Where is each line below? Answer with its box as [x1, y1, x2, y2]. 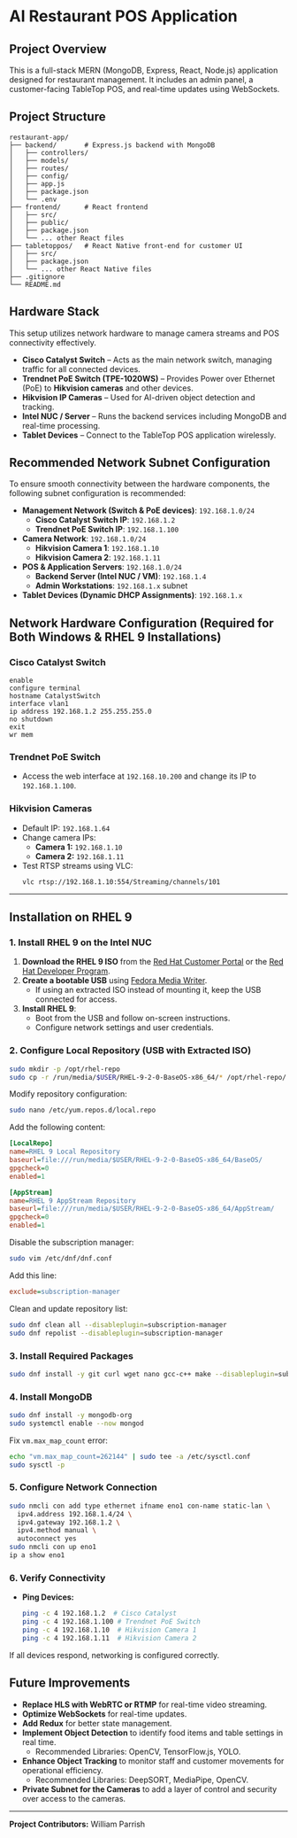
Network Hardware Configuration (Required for [9, 616, 274, 631]
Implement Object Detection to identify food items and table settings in [21, 1727, 284, 1738]
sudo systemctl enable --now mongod [9, 1419, 144, 1428]
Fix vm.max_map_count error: [9, 1435, 109, 1446]
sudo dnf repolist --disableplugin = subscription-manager [9, 1329, 224, 1338]
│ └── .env [9, 195, 57, 204]
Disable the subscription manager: [9, 1237, 134, 1248]
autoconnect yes [17, 1534, 77, 1543]
